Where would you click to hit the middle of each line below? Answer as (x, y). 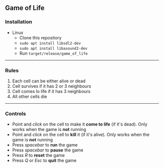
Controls (16, 113)
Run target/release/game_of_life (53, 53)
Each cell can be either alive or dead (49, 81)
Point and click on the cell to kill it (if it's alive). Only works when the (81, 135)
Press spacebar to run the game (45, 145)
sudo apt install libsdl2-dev (50, 43)
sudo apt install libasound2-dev (53, 48)
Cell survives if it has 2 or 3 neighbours (51, 86)
